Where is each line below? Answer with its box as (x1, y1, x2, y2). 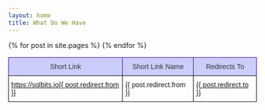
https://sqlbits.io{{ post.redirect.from (11, 80, 120, 89)
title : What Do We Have (8, 19, 87, 27)
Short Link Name (132, 62, 185, 71)
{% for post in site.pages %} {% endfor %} (8, 40, 147, 49)
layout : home (8, 11, 51, 20)
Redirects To (205, 62, 244, 71)
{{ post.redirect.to (196, 80, 249, 89)
